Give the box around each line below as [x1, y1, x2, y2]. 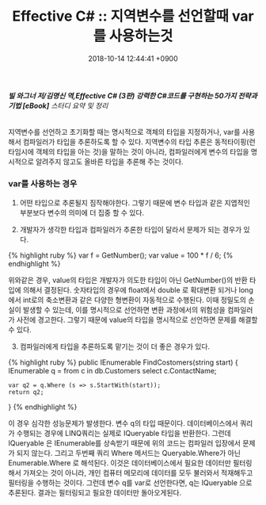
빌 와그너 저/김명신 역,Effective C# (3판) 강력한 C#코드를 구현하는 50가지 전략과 [8, 90, 257, 100]
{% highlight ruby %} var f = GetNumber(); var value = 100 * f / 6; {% [8, 251, 234, 260]
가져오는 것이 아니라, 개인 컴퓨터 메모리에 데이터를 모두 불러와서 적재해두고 [22, 468, 253, 477]
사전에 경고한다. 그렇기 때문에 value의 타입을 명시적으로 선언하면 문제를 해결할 [16, 315, 258, 324]
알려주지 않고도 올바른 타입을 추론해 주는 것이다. [35, 156, 184, 166]
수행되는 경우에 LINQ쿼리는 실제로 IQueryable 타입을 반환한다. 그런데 [16, 428, 231, 438]
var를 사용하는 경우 [8, 178, 78, 189]
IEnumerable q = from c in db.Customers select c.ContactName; [8, 365, 217, 375]
